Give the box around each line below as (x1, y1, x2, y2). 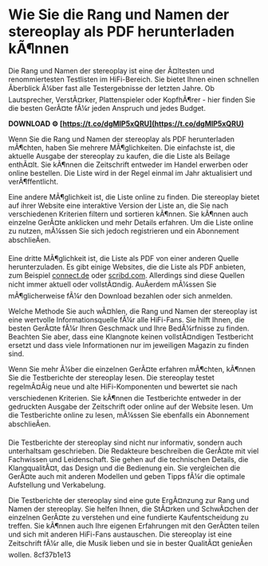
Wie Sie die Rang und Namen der (8, 6, 230, 24)
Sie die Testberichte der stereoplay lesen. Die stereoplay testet (8, 373, 215, 382)
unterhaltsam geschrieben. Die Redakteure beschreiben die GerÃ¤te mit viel (8, 445, 259, 456)
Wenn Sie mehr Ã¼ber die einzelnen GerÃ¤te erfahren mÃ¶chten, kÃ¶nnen (8, 364, 256, 374)
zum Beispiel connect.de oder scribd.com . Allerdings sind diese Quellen (8, 270, 245, 280)
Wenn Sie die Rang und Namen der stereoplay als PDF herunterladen (8, 134, 235, 144)
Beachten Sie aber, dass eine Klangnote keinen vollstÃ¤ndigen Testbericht (8, 331, 254, 341)
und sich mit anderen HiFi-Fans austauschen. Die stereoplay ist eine (8, 529, 233, 539)
